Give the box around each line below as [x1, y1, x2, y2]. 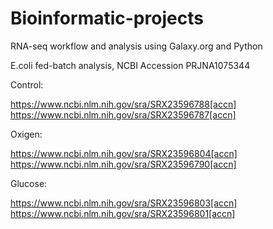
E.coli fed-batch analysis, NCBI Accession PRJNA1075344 [10, 59, 251, 71]
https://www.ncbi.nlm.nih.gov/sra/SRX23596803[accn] [10, 197, 238, 209]
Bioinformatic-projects [10, 7, 204, 30]
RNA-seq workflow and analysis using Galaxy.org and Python [10, 40, 263, 52]
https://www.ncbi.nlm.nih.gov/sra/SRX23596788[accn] [10, 98, 237, 110]
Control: [10, 78, 44, 91]
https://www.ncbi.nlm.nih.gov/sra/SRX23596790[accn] [10, 158, 237, 170]
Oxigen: [10, 128, 43, 140]
